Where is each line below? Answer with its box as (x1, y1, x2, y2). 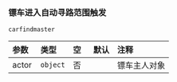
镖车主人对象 (116, 60, 166, 71)
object (40, 61, 65, 69)
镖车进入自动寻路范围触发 (8, 6, 107, 18)
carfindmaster (8, 25, 56, 33)
